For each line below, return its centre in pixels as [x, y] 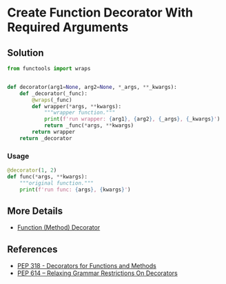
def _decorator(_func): [54, 93]
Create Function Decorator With [100, 13]
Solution [25, 53]
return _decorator [46, 138]
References [32, 249]
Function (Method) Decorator [59, 227]
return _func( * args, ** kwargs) [89, 125]
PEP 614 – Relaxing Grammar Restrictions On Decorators [97, 273]
